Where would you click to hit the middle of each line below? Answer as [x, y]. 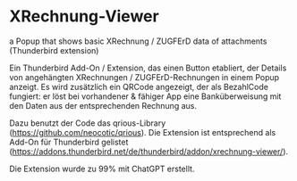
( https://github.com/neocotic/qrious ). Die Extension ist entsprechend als [143, 132]
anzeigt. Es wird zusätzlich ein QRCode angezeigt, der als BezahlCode [139, 86]
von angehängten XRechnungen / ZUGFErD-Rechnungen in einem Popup [144, 77]
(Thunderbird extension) [54, 50]
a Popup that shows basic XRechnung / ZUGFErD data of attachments [138, 41]
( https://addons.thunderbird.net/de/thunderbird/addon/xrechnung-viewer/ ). [149, 151]
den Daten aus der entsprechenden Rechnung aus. [103, 105]
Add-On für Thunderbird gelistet [69, 142]
